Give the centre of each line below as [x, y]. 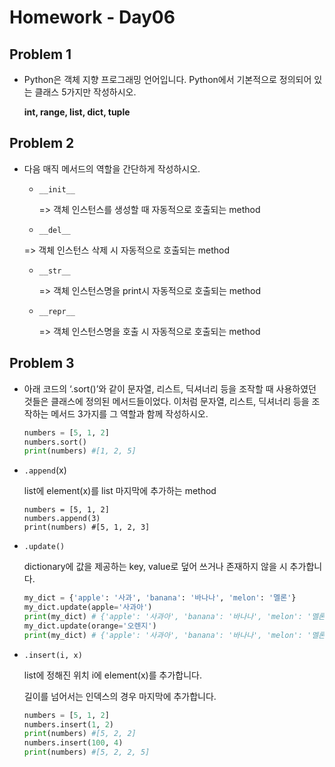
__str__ [54, 271]
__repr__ [57, 311]
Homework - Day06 [92, 17]
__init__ [57, 189]
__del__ [54, 230]
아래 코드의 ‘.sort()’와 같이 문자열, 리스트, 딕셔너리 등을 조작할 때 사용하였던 [170, 388]
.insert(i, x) [53, 655]
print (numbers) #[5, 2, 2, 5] [87, 752]
